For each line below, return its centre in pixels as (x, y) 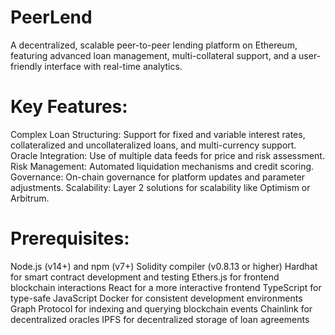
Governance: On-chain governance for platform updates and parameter (158, 177)
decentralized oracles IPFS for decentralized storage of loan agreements (160, 319)
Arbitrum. (30, 198)
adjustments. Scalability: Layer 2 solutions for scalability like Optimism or (160, 187)
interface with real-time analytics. (113, 66)
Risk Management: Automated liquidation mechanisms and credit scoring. (162, 166)
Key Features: (69, 107)
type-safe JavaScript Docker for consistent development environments (156, 298)
